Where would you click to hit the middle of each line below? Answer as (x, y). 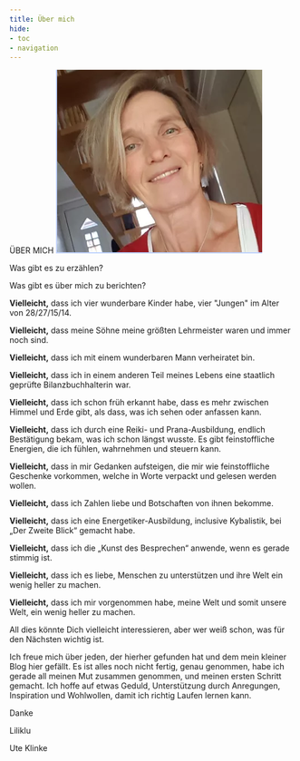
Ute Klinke (29, 748)
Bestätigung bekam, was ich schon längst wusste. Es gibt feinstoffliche (142, 439)
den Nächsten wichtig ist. (57, 639)
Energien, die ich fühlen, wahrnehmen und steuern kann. (116, 449)
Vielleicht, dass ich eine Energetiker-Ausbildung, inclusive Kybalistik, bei (145, 521)
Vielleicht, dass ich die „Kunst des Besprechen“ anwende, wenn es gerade (150, 548)
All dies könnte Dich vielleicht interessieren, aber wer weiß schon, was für (147, 629)
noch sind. (29, 340)
